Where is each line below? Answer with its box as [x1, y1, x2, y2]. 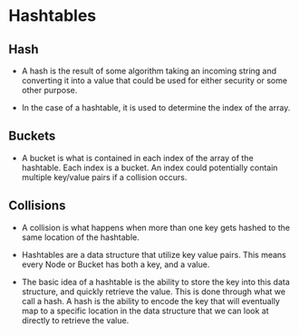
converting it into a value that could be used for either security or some [21, 75, 287, 86]
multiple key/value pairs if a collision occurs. [21, 171, 188, 182]
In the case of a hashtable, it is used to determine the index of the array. [21, 102, 291, 113]
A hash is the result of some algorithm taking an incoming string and [21, 65, 277, 76]
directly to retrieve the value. [21, 314, 130, 326]
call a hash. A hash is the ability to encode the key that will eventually [21, 295, 280, 306]
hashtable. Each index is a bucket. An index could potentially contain [21, 162, 278, 173]
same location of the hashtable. [21, 232, 140, 243]
